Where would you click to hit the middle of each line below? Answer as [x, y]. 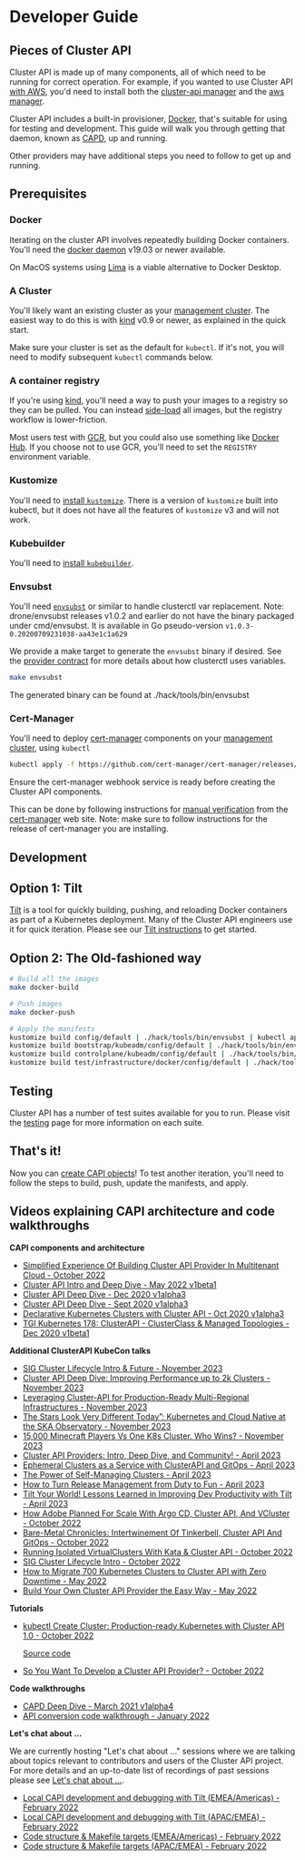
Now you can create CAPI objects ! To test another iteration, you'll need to [147, 1173]
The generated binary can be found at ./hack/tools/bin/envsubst [129, 695]
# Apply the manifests [52, 1029]
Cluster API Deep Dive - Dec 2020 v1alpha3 [104, 1294]
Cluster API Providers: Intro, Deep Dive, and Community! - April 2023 [152, 1455]
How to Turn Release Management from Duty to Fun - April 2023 [143, 1484]
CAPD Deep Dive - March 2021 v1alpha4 [98, 1706]
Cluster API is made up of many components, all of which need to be [138, 72]
